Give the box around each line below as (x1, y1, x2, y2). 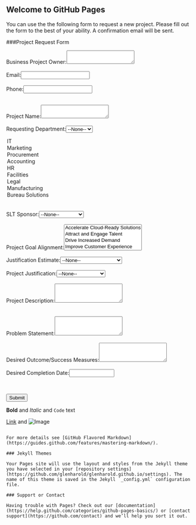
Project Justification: (6, 269, 57, 277)
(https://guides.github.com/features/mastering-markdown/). (6, 440, 159, 446)
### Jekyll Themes (6, 450, 52, 456)
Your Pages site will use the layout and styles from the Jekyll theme (6, 461, 188, 467)
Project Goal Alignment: (6, 244, 64, 251)
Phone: (6, 85, 24, 92)
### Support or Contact (6, 492, 66, 498)
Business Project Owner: (6, 58, 67, 65)
